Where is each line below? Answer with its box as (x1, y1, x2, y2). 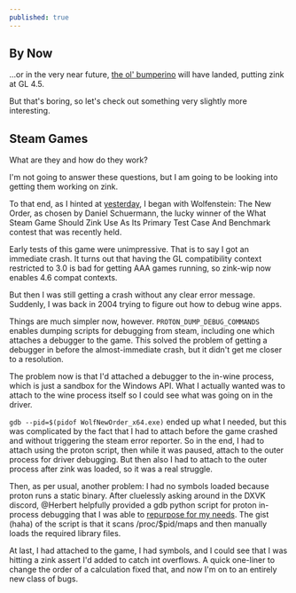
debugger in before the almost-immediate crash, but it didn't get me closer (9, 344, 283, 355)
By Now (9, 46, 53, 61)
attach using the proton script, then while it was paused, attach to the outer (9, 445, 284, 455)
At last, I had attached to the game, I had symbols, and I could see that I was (9, 545, 288, 556)
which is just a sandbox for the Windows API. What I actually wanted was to (9, 381, 285, 391)
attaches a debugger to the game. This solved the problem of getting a (9, 335, 268, 346)
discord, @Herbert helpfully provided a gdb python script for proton (9, 500, 257, 510)
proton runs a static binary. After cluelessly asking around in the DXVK (9, 490, 266, 502)
